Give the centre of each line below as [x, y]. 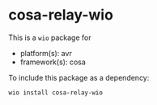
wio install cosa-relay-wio [56, 92]
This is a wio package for [50, 37]
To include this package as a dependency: [79, 77]
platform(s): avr [46, 53]
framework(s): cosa [53, 62]
